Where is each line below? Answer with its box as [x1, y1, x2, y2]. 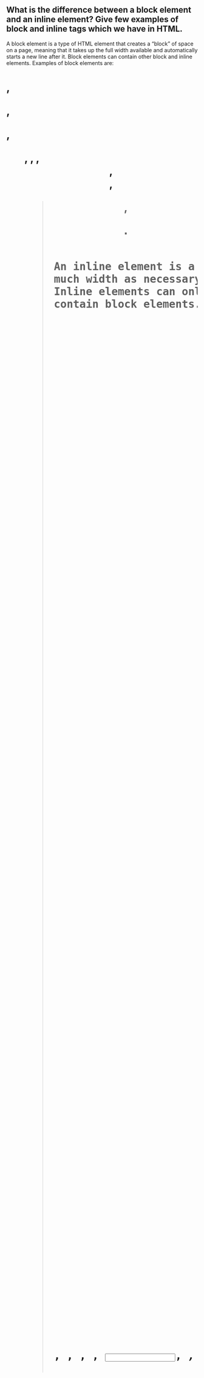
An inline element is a [53, 260, 195, 273]
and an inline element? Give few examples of [6, 15, 179, 25]
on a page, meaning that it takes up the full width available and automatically [6, 46, 198, 53]
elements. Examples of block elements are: [6, 59, 114, 66]
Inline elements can [53, 285, 176, 298]
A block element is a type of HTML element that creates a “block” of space [6, 39, 194, 47]
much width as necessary [53, 273, 202, 286]
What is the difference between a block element [6, 5, 191, 15]
